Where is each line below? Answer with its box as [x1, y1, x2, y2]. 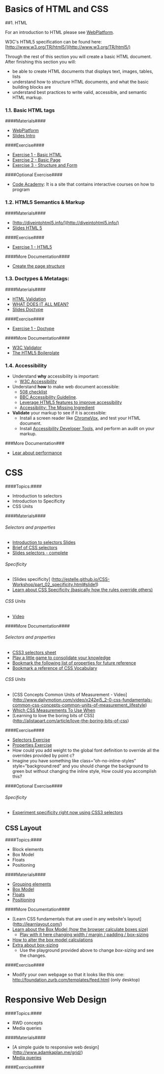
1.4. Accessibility [5, 362, 47, 369]
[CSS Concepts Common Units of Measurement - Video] [12, 692, 127, 697]
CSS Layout [5, 823, 42, 832]
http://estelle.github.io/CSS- [53, 576, 110, 582]
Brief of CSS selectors [12, 545, 58, 551]
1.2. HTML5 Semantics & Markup [5, 199, 85, 206]
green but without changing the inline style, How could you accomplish [12, 768, 157, 774]
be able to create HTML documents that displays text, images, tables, [12, 68, 154, 74]
